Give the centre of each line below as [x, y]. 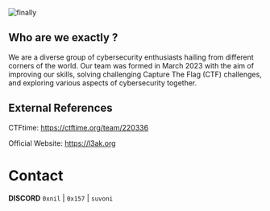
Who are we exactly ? [63, 37]
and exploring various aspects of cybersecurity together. [103, 83]
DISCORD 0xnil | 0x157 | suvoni [61, 198]
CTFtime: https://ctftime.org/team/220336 [79, 127]
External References [60, 108]
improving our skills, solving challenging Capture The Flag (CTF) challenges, [135, 74]
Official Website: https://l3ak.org [62, 143]
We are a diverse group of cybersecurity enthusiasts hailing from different [131, 57]
